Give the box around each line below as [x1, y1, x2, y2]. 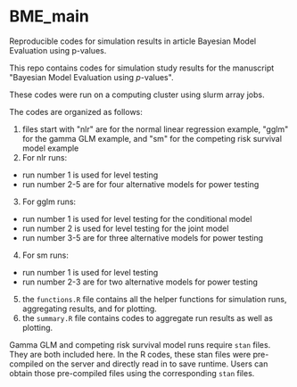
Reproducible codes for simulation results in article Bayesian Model [9, 36, 257, 46]
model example [21, 143, 79, 153]
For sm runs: [21, 250, 69, 260]
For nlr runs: [21, 152, 68, 162]
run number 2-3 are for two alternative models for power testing [21, 276, 259, 287]
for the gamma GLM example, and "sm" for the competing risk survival [21, 133, 283, 144]
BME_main [9, 6, 89, 27]
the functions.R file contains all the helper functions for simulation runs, [21, 293, 287, 304]
